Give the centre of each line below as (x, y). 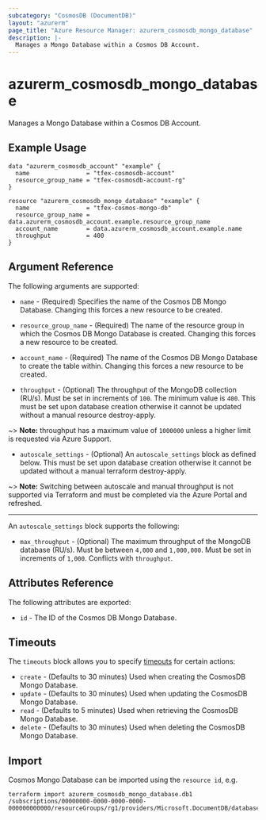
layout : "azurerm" (38, 23)
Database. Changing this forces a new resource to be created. (121, 309)
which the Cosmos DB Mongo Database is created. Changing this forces (137, 333)
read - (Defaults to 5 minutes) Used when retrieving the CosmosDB (129, 711)
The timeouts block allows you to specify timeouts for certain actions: (122, 661)
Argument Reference (61, 267)
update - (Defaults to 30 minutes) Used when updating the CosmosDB (133, 694)
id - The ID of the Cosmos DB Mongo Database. (98, 617)
